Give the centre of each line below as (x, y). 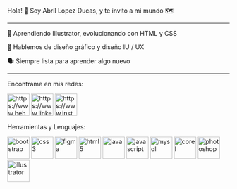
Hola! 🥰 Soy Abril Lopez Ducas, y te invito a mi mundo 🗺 (91, 11)
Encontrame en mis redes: (45, 84)
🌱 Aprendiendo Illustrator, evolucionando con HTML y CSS (92, 33)
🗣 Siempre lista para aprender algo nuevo (69, 61)
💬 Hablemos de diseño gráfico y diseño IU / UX (76, 47)
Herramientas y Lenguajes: (47, 127)
